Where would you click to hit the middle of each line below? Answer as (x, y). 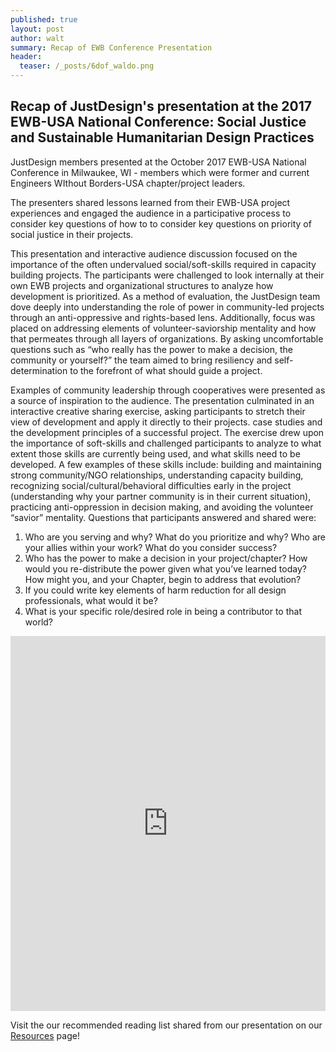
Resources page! (45, 1035)
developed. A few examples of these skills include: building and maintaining (166, 464)
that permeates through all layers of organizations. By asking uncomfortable (167, 338)
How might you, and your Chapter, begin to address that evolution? (163, 579)
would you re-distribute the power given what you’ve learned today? (165, 568)
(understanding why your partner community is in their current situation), (161, 496)
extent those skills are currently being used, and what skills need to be (155, 453)
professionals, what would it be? (91, 600)
